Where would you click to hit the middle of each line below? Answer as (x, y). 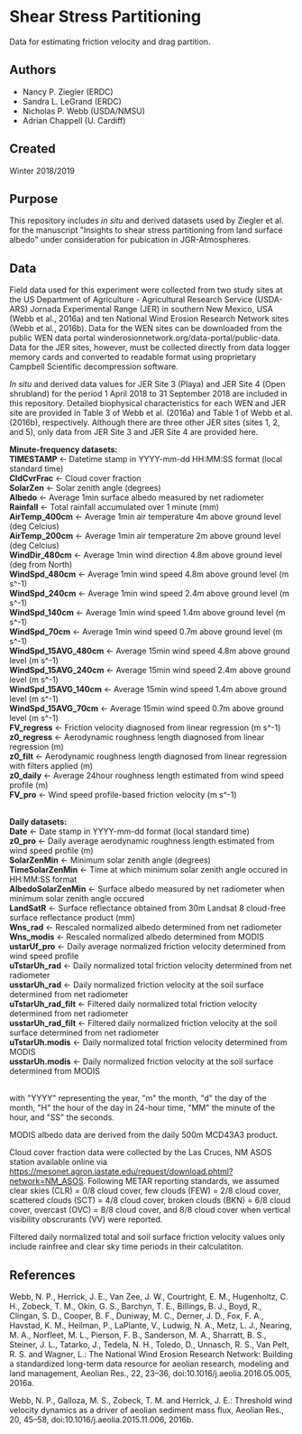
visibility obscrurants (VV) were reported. (86, 1219)
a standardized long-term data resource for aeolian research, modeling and (149, 1364)
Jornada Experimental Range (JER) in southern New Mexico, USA (151, 310)
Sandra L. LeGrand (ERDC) (72, 101)
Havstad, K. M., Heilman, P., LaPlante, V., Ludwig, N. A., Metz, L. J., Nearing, (151, 1325)
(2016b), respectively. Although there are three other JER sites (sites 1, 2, (145, 422)
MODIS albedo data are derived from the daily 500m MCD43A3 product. (144, 1135)
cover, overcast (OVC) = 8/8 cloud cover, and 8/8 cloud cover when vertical (150, 1210)
